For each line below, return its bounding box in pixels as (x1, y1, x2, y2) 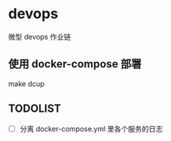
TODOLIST (8, 102, 62, 116)
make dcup (8, 78, 45, 88)
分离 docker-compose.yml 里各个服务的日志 (19, 124, 164, 133)
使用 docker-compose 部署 (8, 57, 142, 71)
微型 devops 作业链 (8, 32, 71, 41)
